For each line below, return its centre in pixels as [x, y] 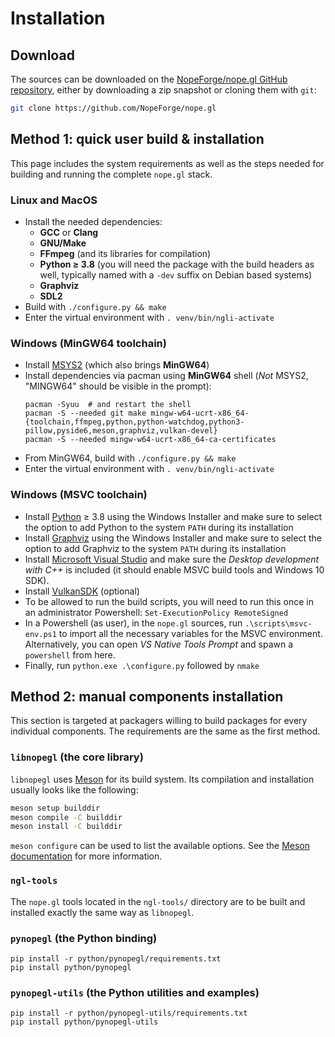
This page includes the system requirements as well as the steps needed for [167, 163]
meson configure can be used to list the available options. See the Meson [160, 846]
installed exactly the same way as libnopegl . [102, 912]
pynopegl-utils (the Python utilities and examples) [135, 992]
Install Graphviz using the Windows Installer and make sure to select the [173, 538]
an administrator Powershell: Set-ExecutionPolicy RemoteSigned [156, 612]
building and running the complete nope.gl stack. [111, 174]
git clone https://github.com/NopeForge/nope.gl [113, 108]
